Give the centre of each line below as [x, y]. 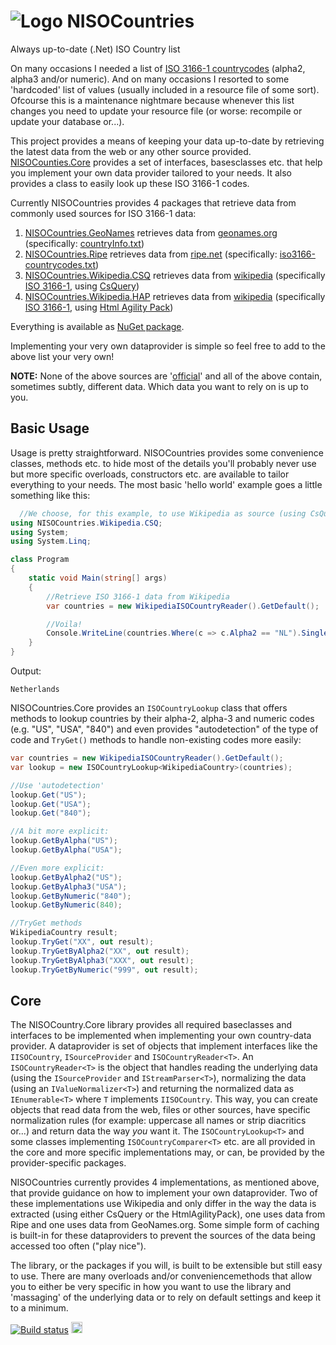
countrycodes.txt [60, 264]
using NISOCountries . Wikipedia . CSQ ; [86, 523]
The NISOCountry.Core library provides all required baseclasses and [151, 1025]
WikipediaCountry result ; [64, 933]
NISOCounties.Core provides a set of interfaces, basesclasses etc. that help [166, 162]
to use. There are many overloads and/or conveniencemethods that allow [161, 1276]
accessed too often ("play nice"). [78, 1246]
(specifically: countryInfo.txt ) [84, 243]
